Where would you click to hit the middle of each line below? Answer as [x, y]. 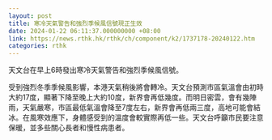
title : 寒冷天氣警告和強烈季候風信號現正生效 [76, 23]
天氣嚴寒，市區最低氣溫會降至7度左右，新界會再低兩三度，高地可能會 [138, 108]
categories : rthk [38, 46]
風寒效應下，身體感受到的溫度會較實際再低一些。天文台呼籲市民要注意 [147, 117]
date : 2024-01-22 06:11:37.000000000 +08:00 [85, 31]
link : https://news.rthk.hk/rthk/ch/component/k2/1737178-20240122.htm [132, 38]
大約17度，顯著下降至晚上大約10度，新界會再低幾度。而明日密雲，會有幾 [129, 97]
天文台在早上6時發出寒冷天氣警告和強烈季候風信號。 [96, 70]
